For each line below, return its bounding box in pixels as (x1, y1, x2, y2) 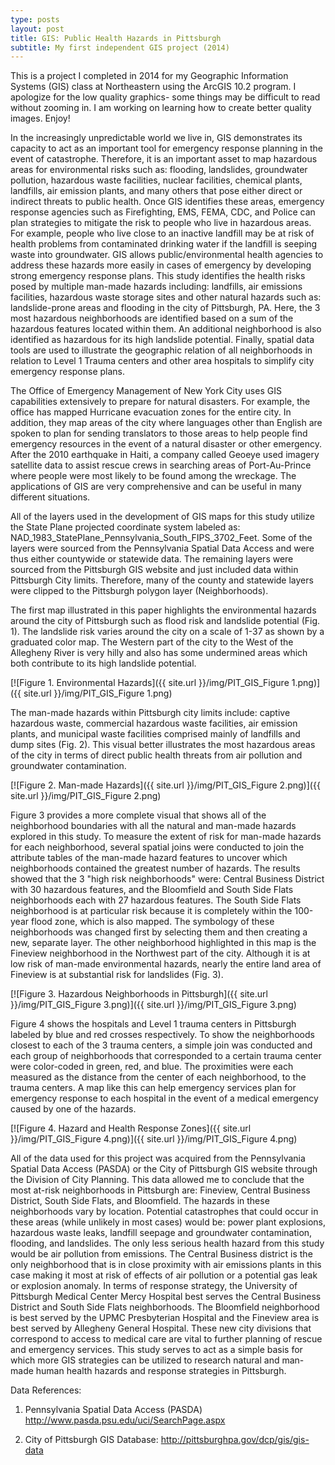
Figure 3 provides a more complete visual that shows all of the (10, 809, 267, 821)
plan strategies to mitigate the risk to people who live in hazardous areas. (10, 217, 312, 229)
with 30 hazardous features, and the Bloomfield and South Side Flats (10, 884, 294, 896)
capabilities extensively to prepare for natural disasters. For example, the (10, 396, 311, 408)
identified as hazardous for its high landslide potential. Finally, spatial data (10, 334, 315, 346)
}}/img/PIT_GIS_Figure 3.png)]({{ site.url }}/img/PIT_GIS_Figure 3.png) (10, 999, 297, 1011)
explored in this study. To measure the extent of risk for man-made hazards (10, 831, 322, 843)
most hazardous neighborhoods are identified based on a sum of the (10, 312, 294, 325)
